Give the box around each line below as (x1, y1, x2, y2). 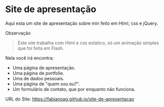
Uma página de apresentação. (12, 65, 76, 71)
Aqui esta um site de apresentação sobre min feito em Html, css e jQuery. (5, 20, 158, 26)
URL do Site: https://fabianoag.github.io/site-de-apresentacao (5, 96, 135, 102)
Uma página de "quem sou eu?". (12, 81, 80, 87)
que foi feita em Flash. (17, 45, 64, 51)
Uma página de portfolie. (12, 70, 65, 76)
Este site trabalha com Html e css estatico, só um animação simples (17, 39, 159, 46)
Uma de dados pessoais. (12, 75, 65, 81)
